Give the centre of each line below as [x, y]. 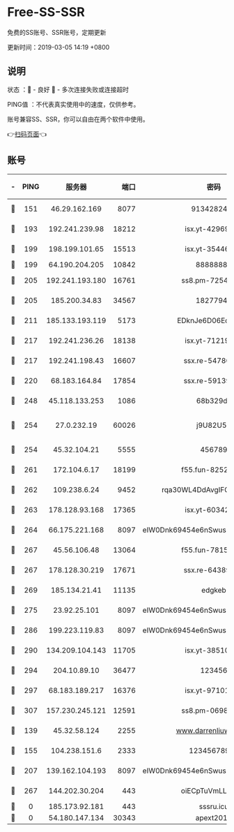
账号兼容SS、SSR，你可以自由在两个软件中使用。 [78, 119]
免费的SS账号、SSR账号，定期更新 [57, 32]
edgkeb [214, 590]
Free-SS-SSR [46, 12]
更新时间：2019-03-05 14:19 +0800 [58, 47]
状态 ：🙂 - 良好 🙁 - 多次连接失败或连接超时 [68, 89]
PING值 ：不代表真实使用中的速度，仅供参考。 [73, 104]
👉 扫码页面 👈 [27, 134]
